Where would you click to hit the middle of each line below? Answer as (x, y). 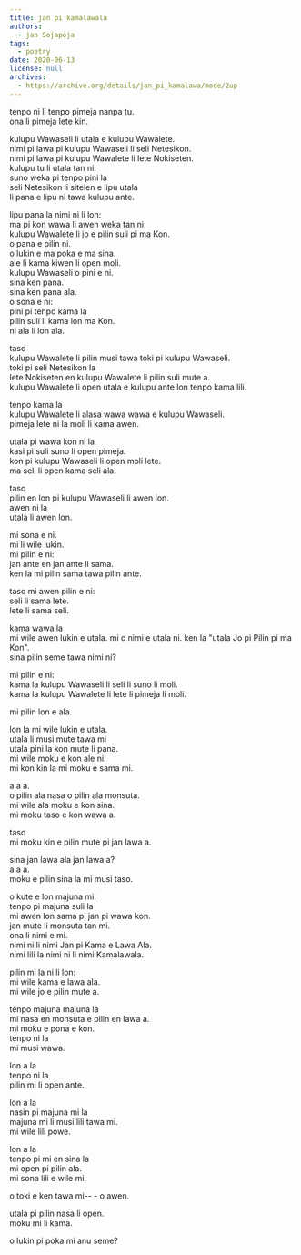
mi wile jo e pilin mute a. (55, 991)
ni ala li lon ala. (37, 330)
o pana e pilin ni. (40, 243)
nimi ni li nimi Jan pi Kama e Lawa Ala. (81, 945)
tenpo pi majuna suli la (51, 906)
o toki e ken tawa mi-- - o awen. (70, 1195)
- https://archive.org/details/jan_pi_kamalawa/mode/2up (128, 86)
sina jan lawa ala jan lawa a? (62, 859)
